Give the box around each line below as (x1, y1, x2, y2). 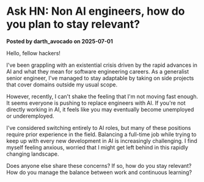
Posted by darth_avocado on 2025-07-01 (6, 37, 113, 45)
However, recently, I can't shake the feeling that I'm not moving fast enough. (6, 93, 199, 100)
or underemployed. (6, 112, 54, 119)
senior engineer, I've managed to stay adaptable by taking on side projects (6, 74, 194, 82)
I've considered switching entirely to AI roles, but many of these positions (6, 124, 191, 131)
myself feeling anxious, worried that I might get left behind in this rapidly (6, 143, 188, 151)
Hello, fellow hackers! (6, 49, 61, 56)
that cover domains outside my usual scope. (6, 81, 118, 88)
